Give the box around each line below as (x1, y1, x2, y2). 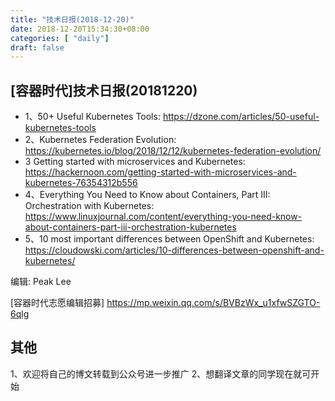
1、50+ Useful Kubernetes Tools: (24, 111, 161, 123)
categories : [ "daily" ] (10, 33, 110, 43)
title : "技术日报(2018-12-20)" (10, 14, 135, 25)
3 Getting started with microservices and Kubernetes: (24, 156, 246, 168)
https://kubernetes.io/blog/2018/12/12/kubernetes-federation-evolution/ (24, 145, 322, 157)
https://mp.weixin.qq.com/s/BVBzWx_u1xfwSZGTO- (106, 297, 321, 309)
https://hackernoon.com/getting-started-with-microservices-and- (24, 166, 297, 178)
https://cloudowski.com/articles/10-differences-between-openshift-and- (24, 244, 325, 256)
